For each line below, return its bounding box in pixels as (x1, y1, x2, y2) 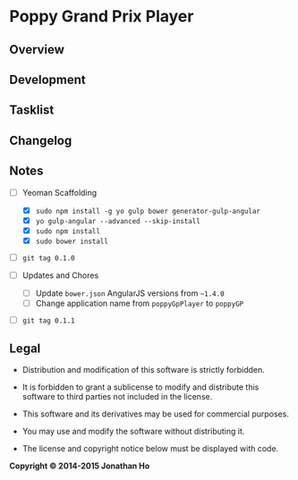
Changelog (9, 132, 72, 148)
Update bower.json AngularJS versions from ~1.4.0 (35, 288, 226, 299)
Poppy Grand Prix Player (9, 6, 194, 27)
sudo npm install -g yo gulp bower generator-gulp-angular (35, 206, 261, 215)
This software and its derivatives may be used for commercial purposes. (21, 408, 289, 419)
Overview (9, 42, 65, 57)
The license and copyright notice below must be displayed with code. (21, 443, 279, 454)
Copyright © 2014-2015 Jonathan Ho (9, 460, 150, 471)
